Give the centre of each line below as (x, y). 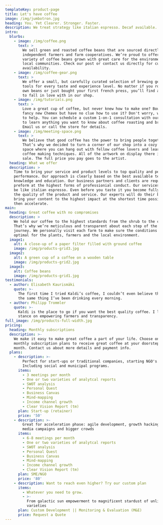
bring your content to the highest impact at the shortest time (80, 199)
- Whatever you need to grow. (53, 492)
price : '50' (30, 415)
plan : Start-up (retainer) (45, 411)
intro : (12, 32)
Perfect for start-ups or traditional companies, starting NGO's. (91, 361)
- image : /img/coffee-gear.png (45, 73)
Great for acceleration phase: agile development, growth (82, 425)
